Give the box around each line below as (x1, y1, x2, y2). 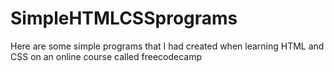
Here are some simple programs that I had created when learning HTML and (10, 40, 325, 52)
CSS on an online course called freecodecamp (10, 50, 203, 62)
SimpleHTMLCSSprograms (10, 7, 238, 30)
